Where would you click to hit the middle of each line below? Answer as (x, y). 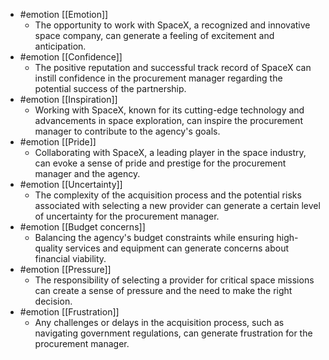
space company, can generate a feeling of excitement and (154, 35)
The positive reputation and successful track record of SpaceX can (173, 67)
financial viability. (70, 258)
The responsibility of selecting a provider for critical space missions (174, 280)
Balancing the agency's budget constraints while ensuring (154, 237)
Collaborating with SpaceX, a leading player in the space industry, (170, 152)
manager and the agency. (87, 173)
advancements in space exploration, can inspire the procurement (168, 120)
